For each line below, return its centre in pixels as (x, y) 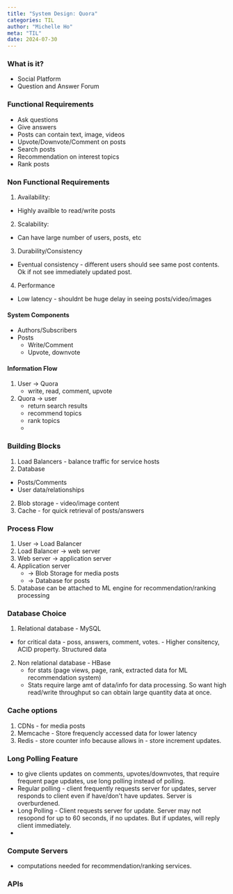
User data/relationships (51, 489)
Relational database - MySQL (59, 629)
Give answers (37, 127)
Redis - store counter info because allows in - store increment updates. (119, 740)
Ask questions (38, 120)
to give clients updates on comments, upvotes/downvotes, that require (118, 774)
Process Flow (31, 528)
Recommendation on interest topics (68, 157)
